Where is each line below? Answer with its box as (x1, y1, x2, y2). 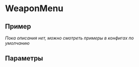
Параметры (5, 54, 43, 63)
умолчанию (5, 40, 30, 46)
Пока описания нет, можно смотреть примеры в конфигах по (5, 35, 134, 41)
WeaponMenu (5, 3, 63, 14)
